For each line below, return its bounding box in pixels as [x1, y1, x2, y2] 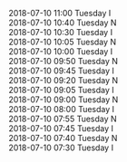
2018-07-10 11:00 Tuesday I [8, 8, 112, 18]
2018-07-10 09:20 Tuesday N [8, 75, 119, 85]
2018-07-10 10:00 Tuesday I [8, 46, 113, 57]
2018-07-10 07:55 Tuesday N [8, 113, 117, 124]
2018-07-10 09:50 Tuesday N [8, 56, 119, 66]
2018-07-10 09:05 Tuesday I [8, 85, 114, 95]
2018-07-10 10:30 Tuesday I [8, 27, 113, 37]
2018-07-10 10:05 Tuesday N [8, 36, 117, 47]
